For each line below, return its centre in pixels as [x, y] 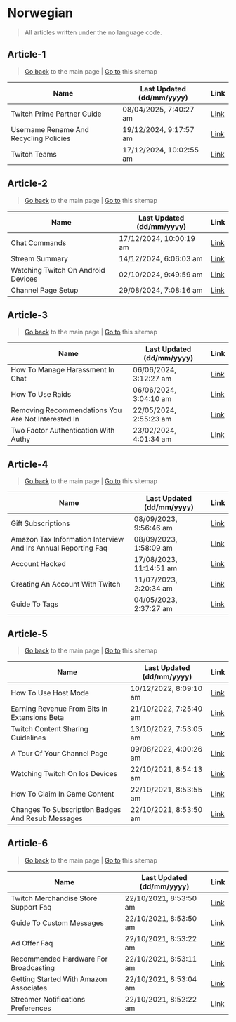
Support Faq [31, 907]
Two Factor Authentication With [63, 431]
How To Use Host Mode [50, 693]
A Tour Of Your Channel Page [59, 753]
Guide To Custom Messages [57, 923]
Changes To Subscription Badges [66, 810]
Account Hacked [38, 564]
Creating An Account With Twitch [66, 584]
